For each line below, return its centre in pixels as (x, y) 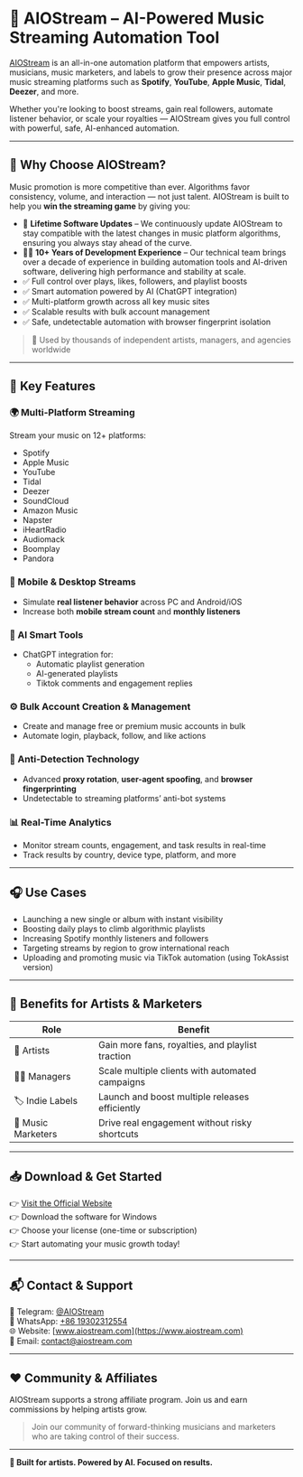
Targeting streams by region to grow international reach (126, 948)
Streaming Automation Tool (115, 37)
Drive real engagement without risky (175, 1122)
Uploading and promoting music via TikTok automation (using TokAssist (156, 958)
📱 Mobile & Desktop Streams (73, 582)
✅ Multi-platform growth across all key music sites (116, 301)
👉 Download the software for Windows (83, 1217)
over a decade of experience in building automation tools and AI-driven (155, 262)
